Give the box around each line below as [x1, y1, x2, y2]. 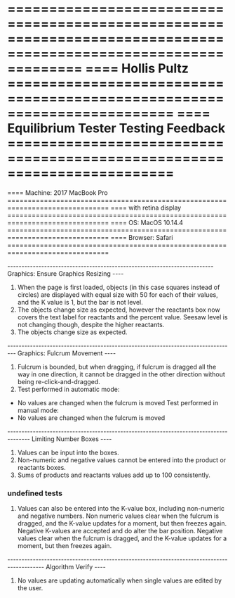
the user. [17, 584, 43, 592]
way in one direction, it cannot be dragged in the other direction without [17, 370, 226, 378]
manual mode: [17, 406, 60, 414]
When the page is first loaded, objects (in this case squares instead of [17, 283, 220, 291]
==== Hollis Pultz [85, 61, 189, 77]
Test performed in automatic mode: [17, 385, 120, 393]
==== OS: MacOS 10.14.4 [110, 218, 184, 227]
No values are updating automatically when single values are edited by [17, 576, 222, 585]
